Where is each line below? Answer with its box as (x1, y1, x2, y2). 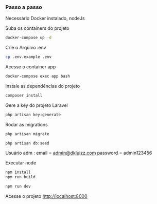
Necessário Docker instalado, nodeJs (5, 15, 85, 22)
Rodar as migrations (5, 121, 48, 127)
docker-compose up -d (5, 35, 52, 41)
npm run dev (5, 184, 31, 189)
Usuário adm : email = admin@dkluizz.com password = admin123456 (5, 150, 152, 156)
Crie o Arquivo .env (5, 45, 46, 51)
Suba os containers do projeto (5, 25, 69, 31)
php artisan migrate (5, 131, 50, 137)
